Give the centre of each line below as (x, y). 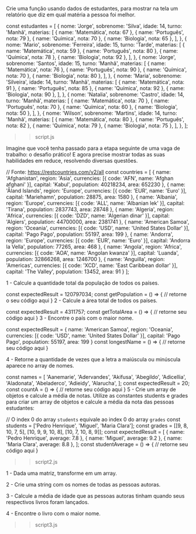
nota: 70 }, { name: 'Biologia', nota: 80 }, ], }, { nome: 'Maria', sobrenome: (94, 76)
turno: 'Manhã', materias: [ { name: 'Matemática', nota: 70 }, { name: (88, 101)
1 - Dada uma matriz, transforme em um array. (61, 473)
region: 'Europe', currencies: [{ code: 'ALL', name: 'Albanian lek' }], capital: (95, 203)
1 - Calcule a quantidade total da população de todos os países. (83, 283)
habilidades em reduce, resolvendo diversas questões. (72, 161)
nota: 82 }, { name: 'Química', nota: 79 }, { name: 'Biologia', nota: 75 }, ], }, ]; (97, 126)
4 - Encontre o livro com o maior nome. (53, 514)
